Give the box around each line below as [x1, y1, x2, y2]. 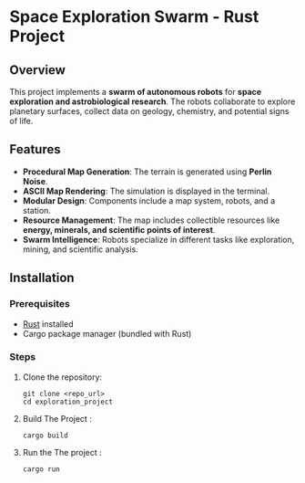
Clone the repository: [22, 372, 103, 383]
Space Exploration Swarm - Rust [9, 6, 259, 27]
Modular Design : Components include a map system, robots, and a [22, 194, 276, 206]
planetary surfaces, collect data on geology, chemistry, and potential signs [9, 106, 290, 116]
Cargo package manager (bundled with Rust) [22, 328, 192, 339]
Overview [9, 62, 66, 78]
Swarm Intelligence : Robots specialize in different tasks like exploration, [22, 234, 295, 245]
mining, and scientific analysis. [22, 244, 138, 255]
